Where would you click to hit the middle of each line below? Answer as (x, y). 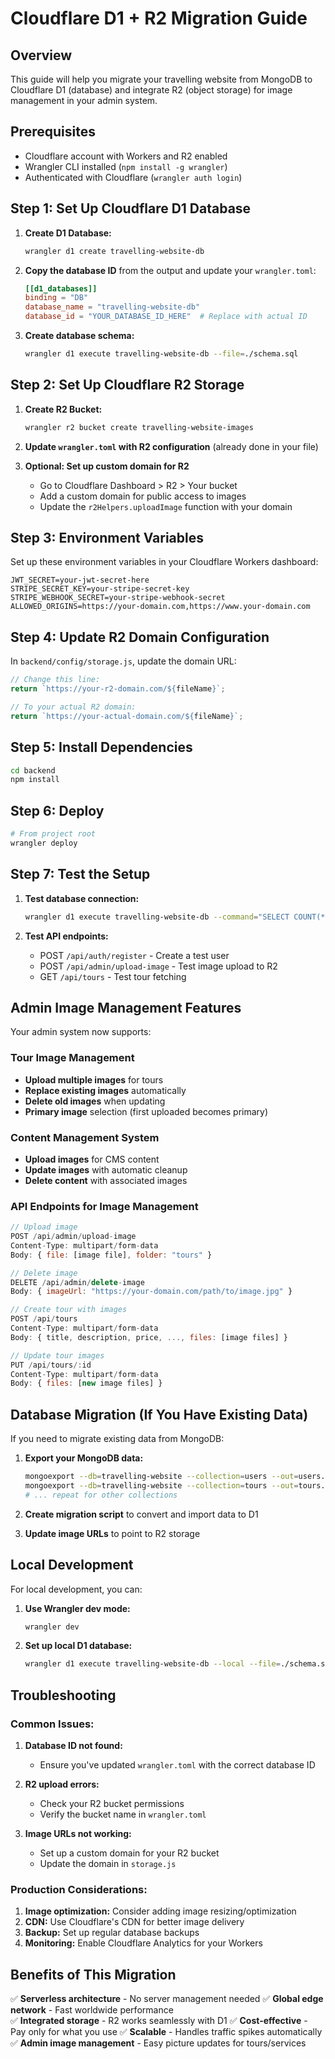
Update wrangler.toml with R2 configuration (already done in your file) (171, 446)
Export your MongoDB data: (84, 1458)
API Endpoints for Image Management (104, 1206)
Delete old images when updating (95, 1101)
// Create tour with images (69, 1310)
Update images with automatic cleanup (106, 1169)
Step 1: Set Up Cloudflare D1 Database (131, 208)
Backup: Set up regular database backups (112, 1933)
